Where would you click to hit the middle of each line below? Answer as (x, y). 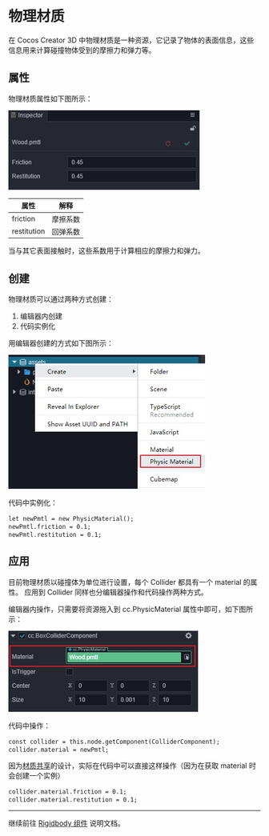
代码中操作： (29, 726)
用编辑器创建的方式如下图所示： (61, 343)
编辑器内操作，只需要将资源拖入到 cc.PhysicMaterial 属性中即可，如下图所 (131, 609)
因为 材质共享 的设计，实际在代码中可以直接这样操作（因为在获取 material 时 (132, 766)
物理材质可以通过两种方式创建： (61, 299)
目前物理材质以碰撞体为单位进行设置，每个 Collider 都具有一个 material (125, 582)
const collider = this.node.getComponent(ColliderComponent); (114, 742)
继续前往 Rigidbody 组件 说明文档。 (67, 823)
